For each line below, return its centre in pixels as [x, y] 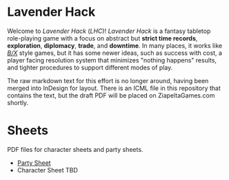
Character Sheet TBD [47, 170]
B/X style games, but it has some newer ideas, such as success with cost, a [115, 53]
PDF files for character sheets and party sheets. [75, 149]
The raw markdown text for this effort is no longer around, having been [108, 80]
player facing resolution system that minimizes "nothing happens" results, [112, 60]
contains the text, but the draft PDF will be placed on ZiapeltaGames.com [111, 95]
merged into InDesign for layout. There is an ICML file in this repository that [114, 88]
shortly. [18, 102]
